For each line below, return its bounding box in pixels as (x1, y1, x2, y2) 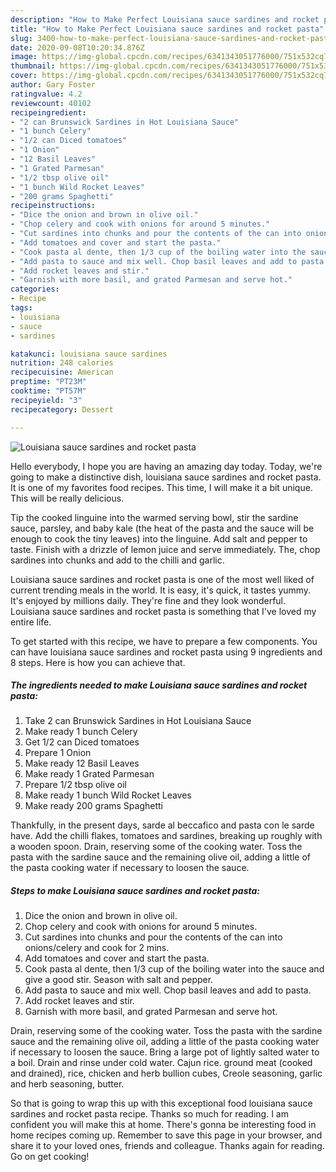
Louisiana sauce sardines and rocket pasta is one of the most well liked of (10, 573, 315, 585)
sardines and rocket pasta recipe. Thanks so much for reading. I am (10, 1108, 289, 1120)
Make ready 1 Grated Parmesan (24, 768, 155, 780)
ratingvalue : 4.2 (10, 89, 83, 99)
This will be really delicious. (10, 492, 125, 504)
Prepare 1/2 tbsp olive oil (24, 779, 127, 791)
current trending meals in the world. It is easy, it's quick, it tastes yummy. (10, 584, 312, 596)
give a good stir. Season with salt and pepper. (24, 974, 214, 986)
